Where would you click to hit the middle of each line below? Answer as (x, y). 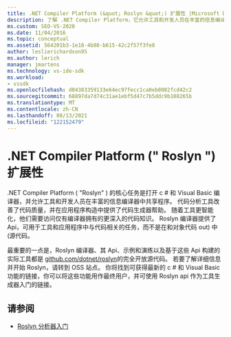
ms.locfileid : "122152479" (46, 122)
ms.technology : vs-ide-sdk (46, 71)
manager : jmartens (33, 65)
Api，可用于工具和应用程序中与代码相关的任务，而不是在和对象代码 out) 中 (112, 227)
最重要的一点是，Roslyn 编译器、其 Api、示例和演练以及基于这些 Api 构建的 (114, 251)
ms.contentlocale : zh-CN (43, 109)
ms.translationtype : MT (41, 103)
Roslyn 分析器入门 (43, 326)
